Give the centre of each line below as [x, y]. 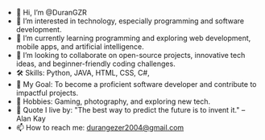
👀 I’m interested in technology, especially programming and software [130, 21]
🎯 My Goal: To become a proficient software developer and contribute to [136, 84]
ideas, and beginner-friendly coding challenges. [95, 64]
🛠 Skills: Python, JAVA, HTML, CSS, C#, [83, 73]
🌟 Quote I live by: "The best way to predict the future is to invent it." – [130, 110]
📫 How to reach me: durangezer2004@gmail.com [100, 128]
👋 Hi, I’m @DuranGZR [51, 12]
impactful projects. [47, 93]
